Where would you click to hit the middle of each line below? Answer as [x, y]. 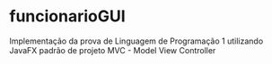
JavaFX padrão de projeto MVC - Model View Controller [113, 50]
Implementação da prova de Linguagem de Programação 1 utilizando [136, 41]
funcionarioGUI [67, 16]
